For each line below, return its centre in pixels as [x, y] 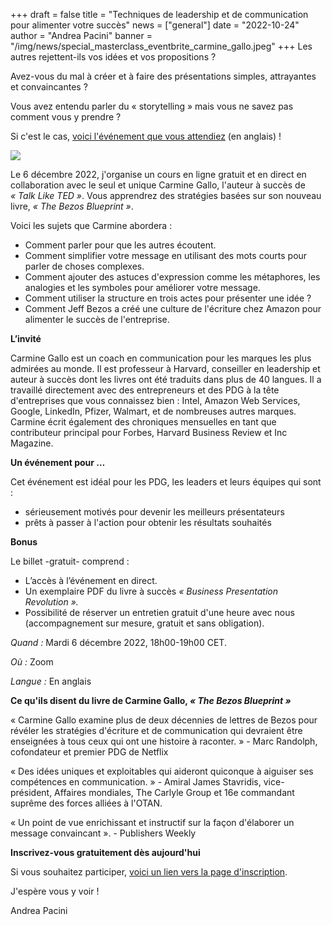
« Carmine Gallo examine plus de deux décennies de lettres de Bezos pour [164, 720]
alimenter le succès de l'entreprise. [97, 319]
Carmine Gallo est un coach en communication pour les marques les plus [161, 358]
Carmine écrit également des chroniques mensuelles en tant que [143, 422]
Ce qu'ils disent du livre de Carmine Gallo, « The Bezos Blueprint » [151, 700]
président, [31, 792]
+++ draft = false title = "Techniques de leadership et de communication [159, 14]
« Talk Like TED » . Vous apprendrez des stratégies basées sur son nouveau [166, 195]
